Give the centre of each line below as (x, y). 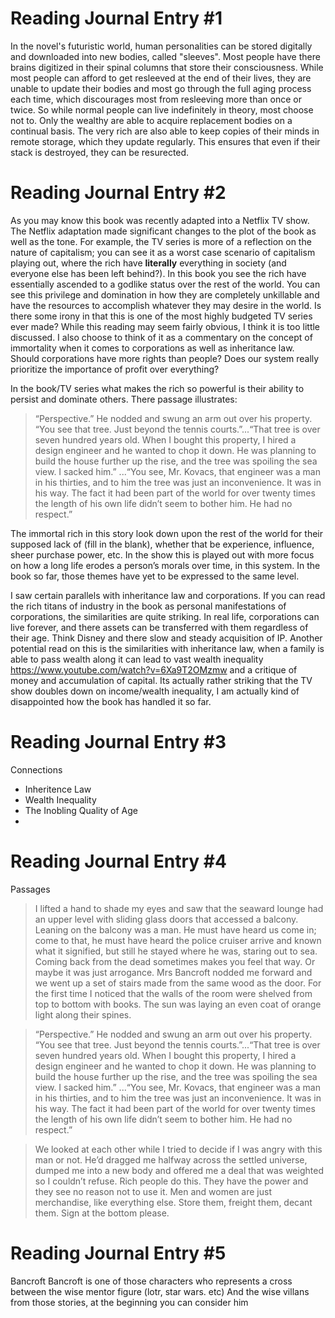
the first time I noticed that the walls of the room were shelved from (173, 993)
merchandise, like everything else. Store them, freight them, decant (173, 1202)
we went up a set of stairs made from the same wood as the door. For (178, 983)
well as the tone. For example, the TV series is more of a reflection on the (161, 241)
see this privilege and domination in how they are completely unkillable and (165, 294)
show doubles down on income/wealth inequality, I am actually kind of (155, 691)
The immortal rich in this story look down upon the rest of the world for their (166, 533)
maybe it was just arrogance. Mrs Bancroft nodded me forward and (173, 972)
